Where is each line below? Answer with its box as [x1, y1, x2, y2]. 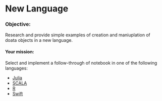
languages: [5, 65, 28, 71]
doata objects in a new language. [5, 37, 73, 43]
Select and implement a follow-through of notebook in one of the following [5, 60, 158, 66]
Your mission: [5, 49, 35, 55]
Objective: [5, 21, 31, 28]
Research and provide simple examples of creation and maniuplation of [5, 32, 151, 38]
